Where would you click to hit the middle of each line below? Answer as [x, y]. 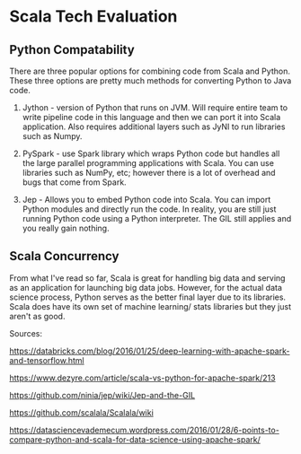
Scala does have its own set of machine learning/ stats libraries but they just [150, 306]
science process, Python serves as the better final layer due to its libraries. [147, 297]
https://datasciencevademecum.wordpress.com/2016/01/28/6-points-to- [145, 430]
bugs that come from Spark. [75, 182]
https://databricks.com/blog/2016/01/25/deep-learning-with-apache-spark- [150, 351]
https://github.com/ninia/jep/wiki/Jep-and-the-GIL [102, 395]
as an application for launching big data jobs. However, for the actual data [146, 287]
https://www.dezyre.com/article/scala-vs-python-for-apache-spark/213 [142, 378]
